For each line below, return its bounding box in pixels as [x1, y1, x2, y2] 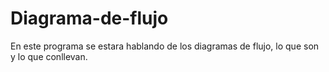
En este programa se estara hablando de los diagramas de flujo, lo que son [10, 40, 320, 52]
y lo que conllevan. [10, 50, 88, 62]
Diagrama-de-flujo [10, 7, 169, 30]
